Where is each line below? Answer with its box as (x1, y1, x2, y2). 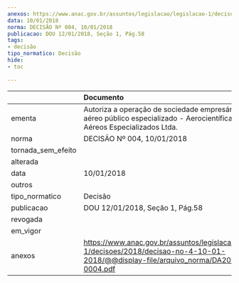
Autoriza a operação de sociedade (83, 104, 199, 114)
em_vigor (11, 226, 41, 235)
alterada (11, 157, 39, 167)
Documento (83, 92, 124, 102)
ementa (11, 113, 37, 123)
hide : (7, 57, 23, 64)
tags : (7, 37, 23, 44)
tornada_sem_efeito (11, 145, 77, 155)
